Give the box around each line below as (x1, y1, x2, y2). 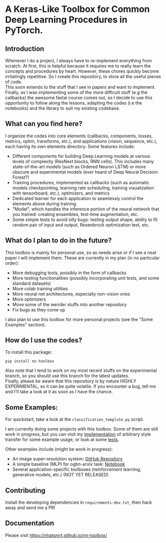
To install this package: (5, 349, 53, 355)
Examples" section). (5, 322, 46, 327)
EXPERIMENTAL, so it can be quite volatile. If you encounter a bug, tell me (5, 383, 156, 389)
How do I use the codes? (5, 336, 83, 344)
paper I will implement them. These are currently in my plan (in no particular (5, 255, 160, 261)
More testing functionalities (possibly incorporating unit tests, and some (12, 275, 160, 281)
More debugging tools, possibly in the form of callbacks (12, 270, 127, 276)
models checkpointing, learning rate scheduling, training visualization (12, 185, 155, 191)
